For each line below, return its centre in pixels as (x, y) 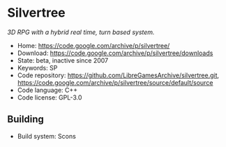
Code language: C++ (47, 90)
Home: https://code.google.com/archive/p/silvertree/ (93, 45)
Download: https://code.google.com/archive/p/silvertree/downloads (115, 53)
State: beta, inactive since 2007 (63, 60)
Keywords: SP (37, 68)
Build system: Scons (47, 136)
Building (25, 119)
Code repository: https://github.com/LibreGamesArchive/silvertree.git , (118, 75)
